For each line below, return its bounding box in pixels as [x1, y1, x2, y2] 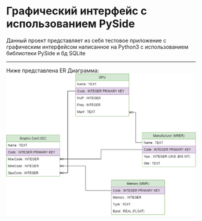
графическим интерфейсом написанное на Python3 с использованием [6, 43, 189, 50]
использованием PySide [6, 17, 135, 31]
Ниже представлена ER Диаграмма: [6, 67, 100, 74]
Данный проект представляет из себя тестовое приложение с [6, 37, 167, 44]
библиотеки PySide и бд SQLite [6, 49, 86, 56]
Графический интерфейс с [6, 4, 147, 18]
